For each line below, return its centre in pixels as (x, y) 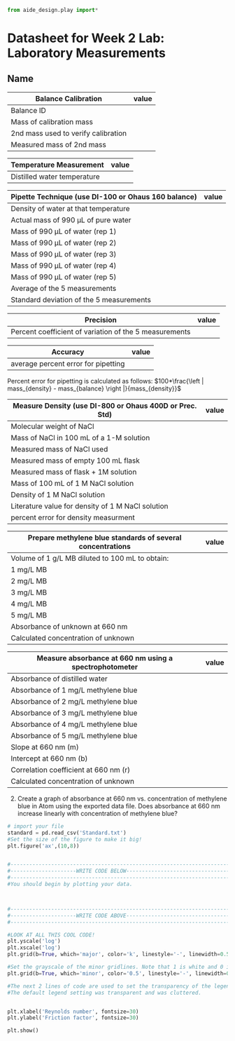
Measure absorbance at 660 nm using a (105, 658)
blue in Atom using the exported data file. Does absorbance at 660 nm (119, 805)
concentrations (105, 546)
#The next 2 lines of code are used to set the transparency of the (109, 986)
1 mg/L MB (29, 569)
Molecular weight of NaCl (52, 426)
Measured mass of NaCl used (59, 449)
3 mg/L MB (29, 592)
